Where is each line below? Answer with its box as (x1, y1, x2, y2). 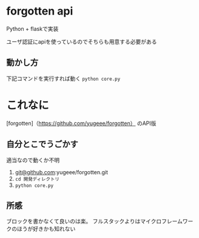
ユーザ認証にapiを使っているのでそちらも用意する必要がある (6, 38, 157, 45)
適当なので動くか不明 (6, 156, 59, 163)
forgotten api (6, 4, 73, 18)
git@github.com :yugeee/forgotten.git (15, 168, 108, 175)
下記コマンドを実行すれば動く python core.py (6, 75, 121, 82)
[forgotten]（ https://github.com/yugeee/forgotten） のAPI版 (6, 120, 157, 127)
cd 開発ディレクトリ (15, 176, 59, 182)
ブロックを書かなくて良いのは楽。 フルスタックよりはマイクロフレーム (6, 217, 183, 225)
